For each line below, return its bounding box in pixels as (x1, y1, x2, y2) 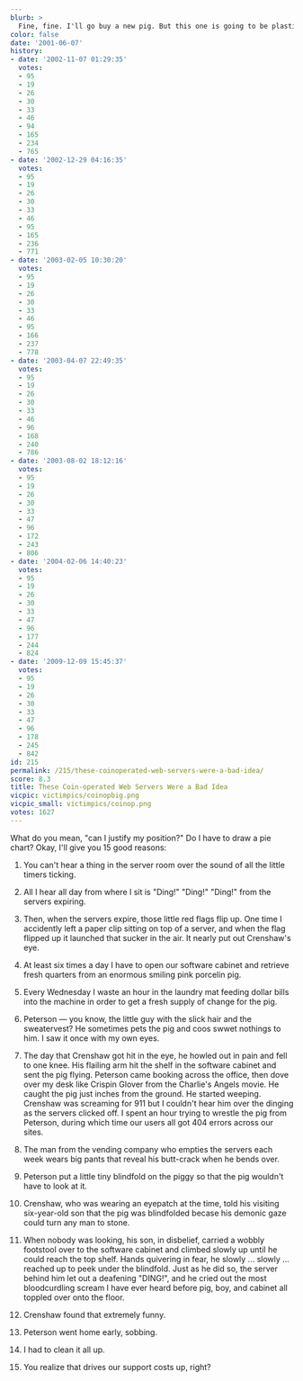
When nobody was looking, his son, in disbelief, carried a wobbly (22, 1234, 264, 1245)
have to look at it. (22, 1180, 88, 1191)
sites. (22, 1126, 44, 1137)
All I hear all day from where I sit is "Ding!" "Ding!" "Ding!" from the (22, 886, 272, 897)
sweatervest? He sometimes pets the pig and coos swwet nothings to (22, 1023, 281, 1034)
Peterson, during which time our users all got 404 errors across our (22, 1116, 273, 1127)
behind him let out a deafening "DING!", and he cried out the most (22, 1272, 268, 1283)
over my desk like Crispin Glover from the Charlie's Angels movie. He (22, 1079, 280, 1090)
